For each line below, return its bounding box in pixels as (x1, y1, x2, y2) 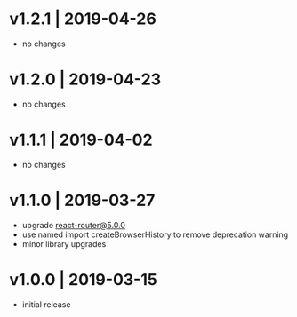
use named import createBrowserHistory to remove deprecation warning (21, 229, 289, 240)
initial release (21, 298, 71, 310)
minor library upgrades (21, 238, 107, 249)
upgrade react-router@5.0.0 (21, 219, 126, 230)
